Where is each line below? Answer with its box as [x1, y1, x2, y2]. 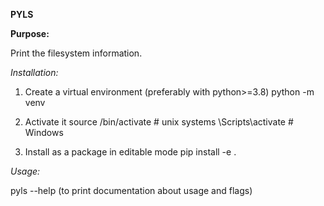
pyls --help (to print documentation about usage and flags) [10, 185, 253, 196]
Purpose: [10, 28, 50, 39]
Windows [24, 127, 64, 138]
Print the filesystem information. [10, 47, 143, 59]
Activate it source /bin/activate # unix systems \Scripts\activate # [24, 116, 294, 128]
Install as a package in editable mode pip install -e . [24, 146, 237, 158]
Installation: [10, 67, 59, 78]
